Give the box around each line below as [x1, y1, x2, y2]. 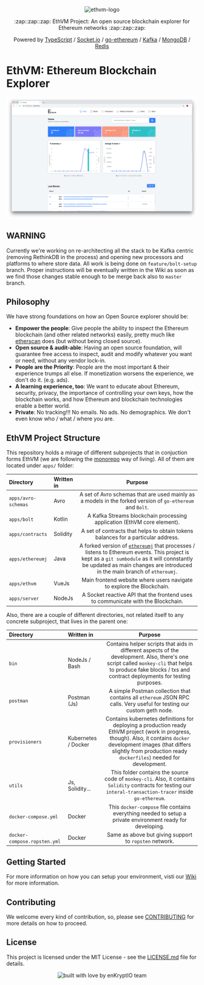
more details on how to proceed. [6, 919, 88, 927]
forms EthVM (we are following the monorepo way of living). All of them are [6, 456, 195, 463]
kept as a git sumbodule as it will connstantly [81, 555, 193, 562]
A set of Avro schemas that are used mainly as [79, 491, 195, 498]
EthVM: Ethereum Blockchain [6, 64, 157, 78]
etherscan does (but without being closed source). [15, 338, 142, 345]
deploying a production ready [112, 722, 187, 729]
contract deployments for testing [109, 672, 191, 680]
